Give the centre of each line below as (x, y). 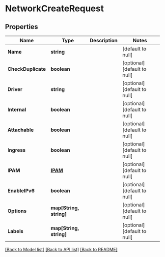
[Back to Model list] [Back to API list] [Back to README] (61, 249)
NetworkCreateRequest (55, 9)
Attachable (21, 130)
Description (104, 41)
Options (17, 211)
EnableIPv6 (21, 191)
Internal (17, 110)
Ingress (17, 150)
